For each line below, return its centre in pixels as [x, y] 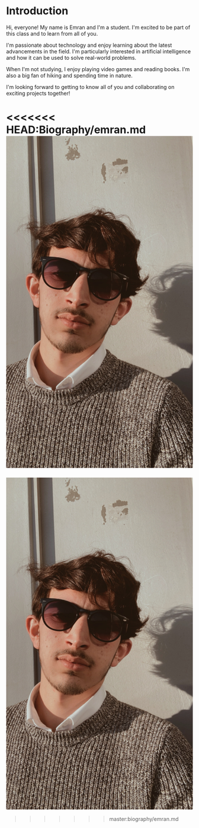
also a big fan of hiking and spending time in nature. [70, 75]
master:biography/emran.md [144, 819]
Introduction [37, 11]
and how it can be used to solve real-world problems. [71, 57]
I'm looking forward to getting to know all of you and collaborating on [90, 87]
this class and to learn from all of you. [52, 33]
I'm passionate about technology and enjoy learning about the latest [89, 45]
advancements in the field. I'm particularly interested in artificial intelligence [99, 51]
